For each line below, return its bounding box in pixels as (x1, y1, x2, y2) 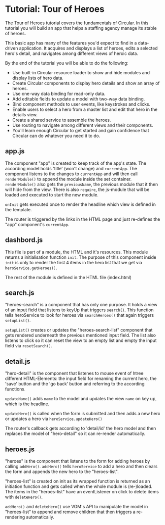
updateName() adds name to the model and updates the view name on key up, (5, 396, 157, 402)
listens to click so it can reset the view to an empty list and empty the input (5, 337, 157, 343)
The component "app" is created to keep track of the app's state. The (5, 160, 147, 166)
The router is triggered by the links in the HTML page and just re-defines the (5, 216, 160, 222)
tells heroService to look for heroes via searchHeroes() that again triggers (5, 312, 154, 318)
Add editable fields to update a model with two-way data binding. (12, 95, 145, 102)
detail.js (5, 357, 31, 366)
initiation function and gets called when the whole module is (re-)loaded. (5, 483, 153, 489)
